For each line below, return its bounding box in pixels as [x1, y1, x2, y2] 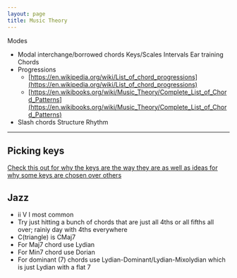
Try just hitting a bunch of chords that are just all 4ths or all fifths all [17, 218, 214, 226]
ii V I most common [17, 210, 74, 219]
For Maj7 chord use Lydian [17, 241, 95, 249]
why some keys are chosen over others [7, 171, 122, 180]
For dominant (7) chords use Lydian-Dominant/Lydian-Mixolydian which [17, 255, 226, 264]
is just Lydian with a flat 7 [17, 263, 92, 272]
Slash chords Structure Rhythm [17, 117, 109, 126]
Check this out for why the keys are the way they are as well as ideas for [7, 163, 218, 172]
